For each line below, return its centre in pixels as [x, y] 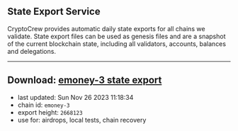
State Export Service [54, 12]
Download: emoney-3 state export [85, 80]
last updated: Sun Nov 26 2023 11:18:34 [75, 97]
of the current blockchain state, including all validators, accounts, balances [117, 44]
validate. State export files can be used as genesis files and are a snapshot [117, 36]
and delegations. [32, 51]
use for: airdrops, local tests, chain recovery [82, 120]
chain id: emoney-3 [44, 105]
